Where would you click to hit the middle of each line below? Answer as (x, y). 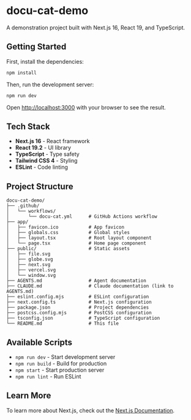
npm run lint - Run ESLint (48, 376)
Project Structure (40, 186)
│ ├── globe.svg (30, 260)
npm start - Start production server (60, 370)
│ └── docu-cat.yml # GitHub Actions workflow (82, 217)
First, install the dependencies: (45, 61)
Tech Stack (28, 126)
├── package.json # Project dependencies (78, 308)
